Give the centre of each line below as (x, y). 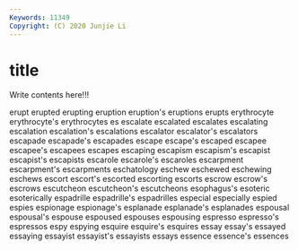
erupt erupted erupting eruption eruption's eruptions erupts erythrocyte (142, 112)
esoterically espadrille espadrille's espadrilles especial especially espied (144, 198)
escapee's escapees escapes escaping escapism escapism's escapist (140, 151)
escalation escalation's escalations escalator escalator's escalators (134, 132)
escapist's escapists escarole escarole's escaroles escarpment (127, 160)
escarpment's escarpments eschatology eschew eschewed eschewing (140, 169)
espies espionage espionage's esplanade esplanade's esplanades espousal (149, 208)
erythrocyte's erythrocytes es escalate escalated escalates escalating (139, 122)
